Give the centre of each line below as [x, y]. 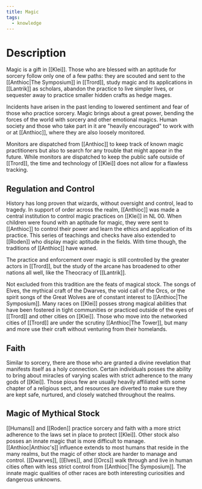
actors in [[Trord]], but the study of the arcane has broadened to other [93, 267]
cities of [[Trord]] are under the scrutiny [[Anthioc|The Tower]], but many [97, 323]
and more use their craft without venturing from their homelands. [87, 329]
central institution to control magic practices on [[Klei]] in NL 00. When [94, 216]
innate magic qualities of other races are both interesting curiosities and [96, 473]
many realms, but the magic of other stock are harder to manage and [92, 453]
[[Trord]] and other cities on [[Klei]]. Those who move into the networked [97, 317]
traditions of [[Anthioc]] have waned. [52, 248]
